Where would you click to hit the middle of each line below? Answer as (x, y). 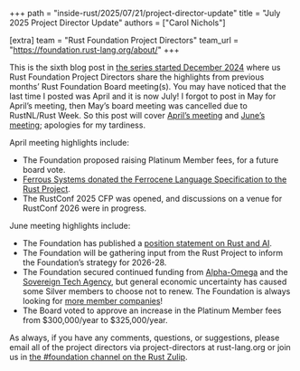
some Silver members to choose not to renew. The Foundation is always (156, 291)
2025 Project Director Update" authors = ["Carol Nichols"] (117, 23)
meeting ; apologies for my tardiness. (78, 125)
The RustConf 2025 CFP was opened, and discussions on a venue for (152, 199)
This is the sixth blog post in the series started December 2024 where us (145, 67)
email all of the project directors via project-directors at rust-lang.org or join (150, 347)
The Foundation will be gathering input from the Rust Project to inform (152, 253)
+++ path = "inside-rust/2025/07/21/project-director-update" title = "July (145, 13)
